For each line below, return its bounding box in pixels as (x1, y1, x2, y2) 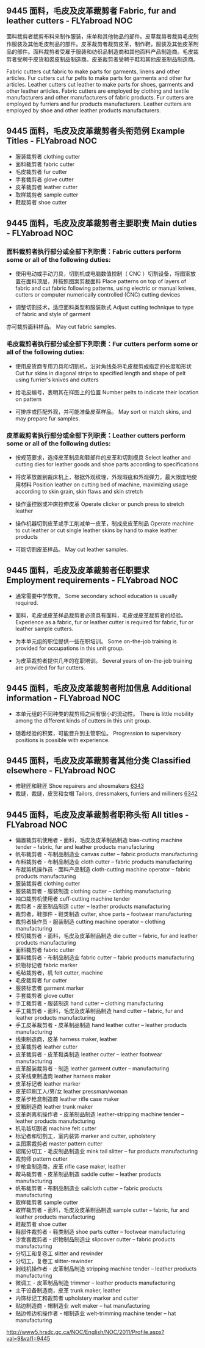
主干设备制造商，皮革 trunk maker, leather (15, 1287, 121, 1294)
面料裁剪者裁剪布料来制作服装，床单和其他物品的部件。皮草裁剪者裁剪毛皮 (6, 32, 193, 40)
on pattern (15, 395, 41, 403)
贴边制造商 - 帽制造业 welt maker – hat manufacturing (15, 1302, 150, 1310)
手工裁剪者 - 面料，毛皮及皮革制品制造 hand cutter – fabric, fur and (15, 1007, 184, 1015)
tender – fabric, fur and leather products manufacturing (15, 843, 154, 851)
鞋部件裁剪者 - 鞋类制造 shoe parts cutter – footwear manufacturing (15, 1228, 185, 1236)
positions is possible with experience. (15, 736, 110, 743)
